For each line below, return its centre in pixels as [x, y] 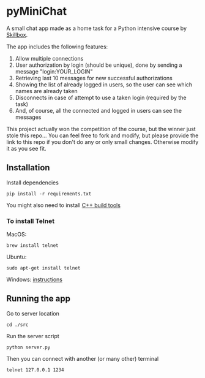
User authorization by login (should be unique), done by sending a [99, 65]
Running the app [38, 299]
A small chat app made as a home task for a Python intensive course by [97, 28]
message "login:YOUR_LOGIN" [54, 71]
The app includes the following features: [57, 47]
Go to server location [33, 313]
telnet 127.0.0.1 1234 [35, 370]
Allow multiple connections [49, 58]
